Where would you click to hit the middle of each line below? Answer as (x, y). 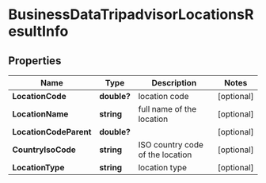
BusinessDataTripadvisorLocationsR (131, 15)
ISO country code (171, 145)
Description (174, 83)
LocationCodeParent (52, 132)
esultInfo (38, 31)
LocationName (40, 114)
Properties (35, 61)
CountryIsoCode (44, 150)
